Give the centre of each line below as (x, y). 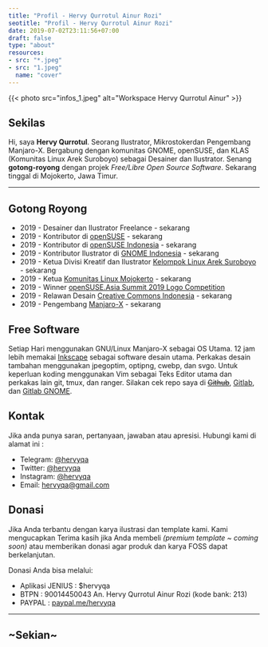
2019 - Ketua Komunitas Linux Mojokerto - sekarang (105, 279)
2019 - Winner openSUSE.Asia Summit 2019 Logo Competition (122, 288)
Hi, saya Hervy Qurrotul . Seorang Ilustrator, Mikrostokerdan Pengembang (130, 142)
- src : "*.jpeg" (35, 61)
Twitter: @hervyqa (50, 467)
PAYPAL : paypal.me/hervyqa (67, 602)
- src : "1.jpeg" (35, 68)
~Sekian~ (33, 635)
